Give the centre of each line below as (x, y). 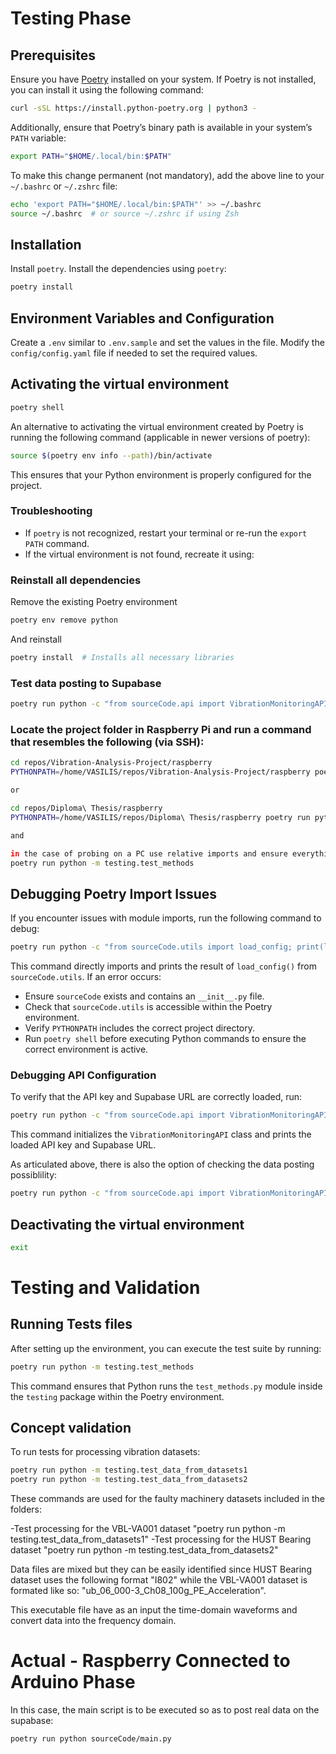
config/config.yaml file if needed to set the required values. (134, 353)
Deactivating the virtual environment (127, 1224)
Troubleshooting (51, 511)
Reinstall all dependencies (76, 580)
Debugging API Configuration (83, 1075)
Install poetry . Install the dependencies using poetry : (118, 269)
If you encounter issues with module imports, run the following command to (166, 918)
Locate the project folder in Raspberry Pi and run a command (161, 729)
